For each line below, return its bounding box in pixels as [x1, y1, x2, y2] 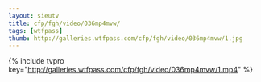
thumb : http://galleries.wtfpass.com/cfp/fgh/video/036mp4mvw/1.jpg [8, 34, 243, 43]
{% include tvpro [8, 56, 64, 66]
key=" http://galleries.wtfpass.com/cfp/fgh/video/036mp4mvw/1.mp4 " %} [8, 65, 254, 75]
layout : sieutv [8, 11, 60, 20]
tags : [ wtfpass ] [8, 27, 63, 35]
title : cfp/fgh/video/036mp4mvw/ [8, 19, 121, 27]
